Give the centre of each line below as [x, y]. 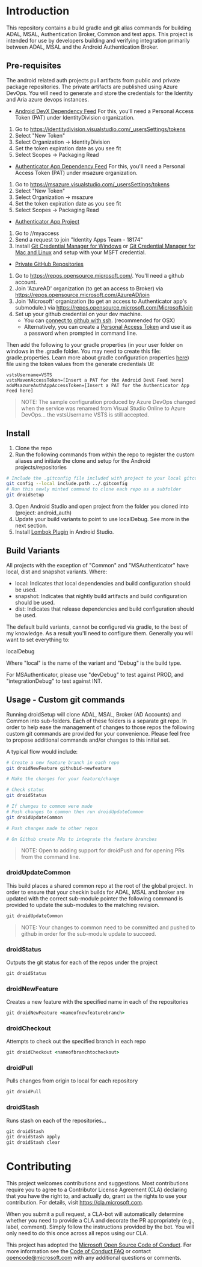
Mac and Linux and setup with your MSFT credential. [80, 252]
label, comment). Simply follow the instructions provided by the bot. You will [100, 1227]
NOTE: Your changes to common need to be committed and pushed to [108, 927]
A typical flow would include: [42, 751]
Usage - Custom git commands [66, 700]
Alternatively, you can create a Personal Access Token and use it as [108, 326]
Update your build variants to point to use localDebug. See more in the [102, 519]
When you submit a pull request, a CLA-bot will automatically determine [95, 1214]
